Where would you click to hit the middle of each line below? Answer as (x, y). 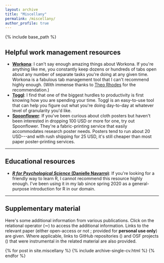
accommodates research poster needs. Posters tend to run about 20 (81, 131)
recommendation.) (31, 90)
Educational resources (40, 161)
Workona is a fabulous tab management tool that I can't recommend (81, 80)
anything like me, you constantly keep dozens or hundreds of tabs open (84, 69)
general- (140, 184)
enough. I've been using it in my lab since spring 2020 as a (71, 184)
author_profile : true (27, 23)
